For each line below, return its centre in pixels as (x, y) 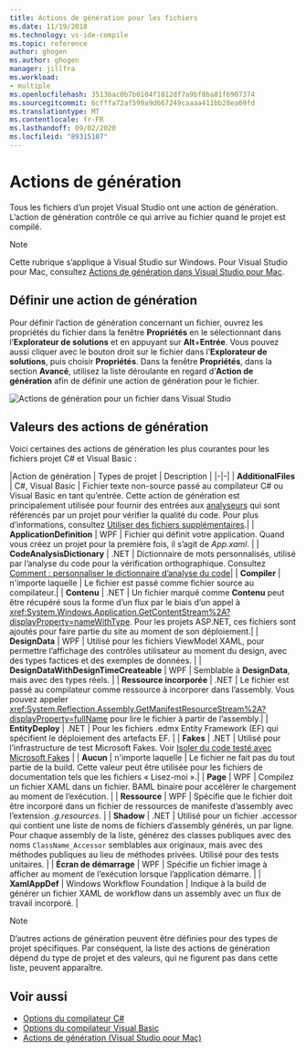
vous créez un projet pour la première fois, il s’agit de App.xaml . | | (134, 544)
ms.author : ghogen (44, 60)
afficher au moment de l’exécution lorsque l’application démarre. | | (136, 874)
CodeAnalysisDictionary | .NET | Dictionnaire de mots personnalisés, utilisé (153, 554)
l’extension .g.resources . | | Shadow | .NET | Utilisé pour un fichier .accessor (153, 816)
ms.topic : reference (49, 43)
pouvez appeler (39, 700)
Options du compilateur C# (74, 1018)
